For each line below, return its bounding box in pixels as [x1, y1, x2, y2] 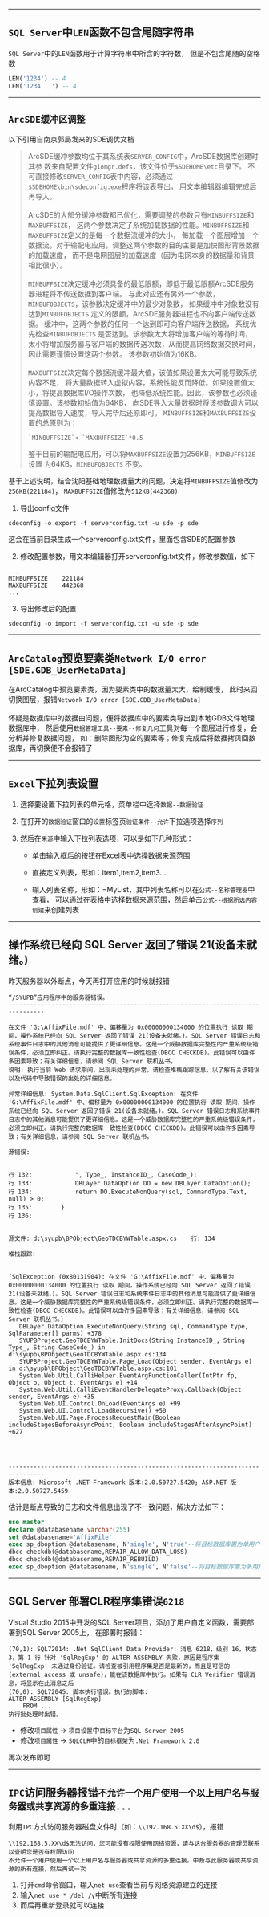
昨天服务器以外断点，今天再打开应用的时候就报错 [8, 976, 170, 985]
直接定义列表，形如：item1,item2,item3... [31, 868, 167, 877]
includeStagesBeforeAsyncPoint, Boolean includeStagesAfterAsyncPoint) [8, 1421, 252, 1429]
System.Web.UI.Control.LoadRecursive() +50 [18, 1406, 167, 1414]
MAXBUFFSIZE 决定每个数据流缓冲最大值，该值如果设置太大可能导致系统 [27, 368, 258, 377]
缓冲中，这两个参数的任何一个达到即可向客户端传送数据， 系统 [43, 319, 250, 329]
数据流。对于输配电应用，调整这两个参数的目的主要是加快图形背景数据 [27, 240, 260, 250]
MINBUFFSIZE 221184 [8, 575, 84, 583]
